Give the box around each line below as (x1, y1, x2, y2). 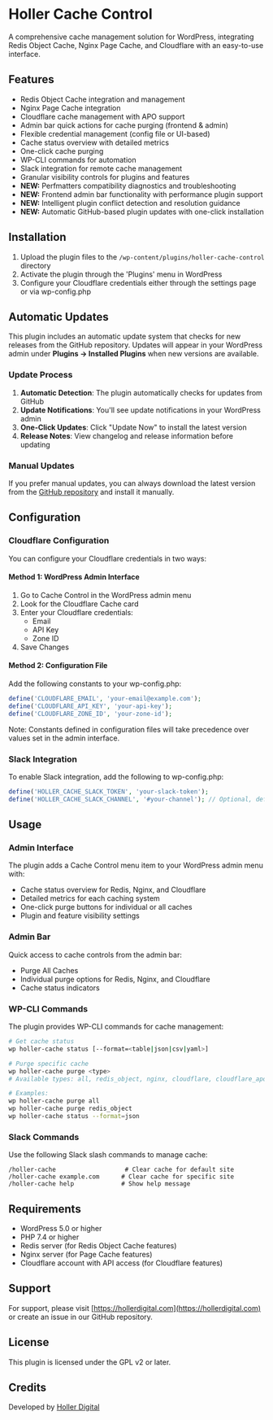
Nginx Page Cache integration (19, 103, 121, 112)
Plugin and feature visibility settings (19, 911, 140, 920)
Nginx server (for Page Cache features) (19, 1250, 153, 1259)
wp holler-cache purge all (8, 1097, 100, 1105)
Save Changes (19, 642, 69, 652)
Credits (8, 1381, 47, 1395)
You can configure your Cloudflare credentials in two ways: (8, 553, 207, 563)
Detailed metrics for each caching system (19, 894, 160, 903)
